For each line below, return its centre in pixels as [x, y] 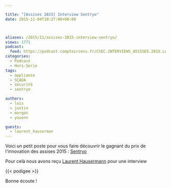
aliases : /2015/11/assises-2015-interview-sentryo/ [61, 37]
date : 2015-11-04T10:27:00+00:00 [41, 19]
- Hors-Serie [24, 66]
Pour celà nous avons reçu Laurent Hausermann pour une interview [76, 162]
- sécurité [21, 85]
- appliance [23, 75]
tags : [11, 70]
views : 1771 [18, 42]
